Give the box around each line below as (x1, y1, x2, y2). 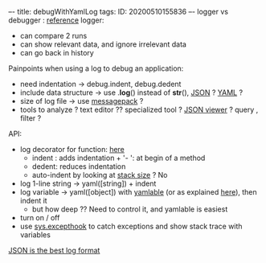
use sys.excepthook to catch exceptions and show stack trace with (19, 221, 243, 231)
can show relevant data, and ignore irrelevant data (19, 39, 187, 49)
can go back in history (19, 48, 94, 57)
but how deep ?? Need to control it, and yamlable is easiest (31, 204, 228, 214)
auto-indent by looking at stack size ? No (31, 171, 168, 179)
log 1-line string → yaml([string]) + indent (19, 179, 157, 188)
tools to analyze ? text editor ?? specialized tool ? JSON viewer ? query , (19, 105, 259, 114)
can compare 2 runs (19, 31, 88, 40)
